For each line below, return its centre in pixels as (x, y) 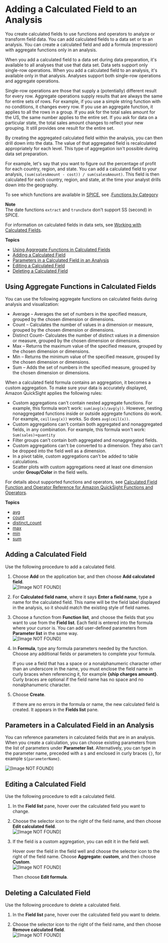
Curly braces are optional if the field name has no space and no (78, 679)
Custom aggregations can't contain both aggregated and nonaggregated (87, 424)
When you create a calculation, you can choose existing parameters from (80, 743)
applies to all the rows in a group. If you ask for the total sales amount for (80, 112)
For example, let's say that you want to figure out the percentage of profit (81, 163)
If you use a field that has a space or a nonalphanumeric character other (87, 663)
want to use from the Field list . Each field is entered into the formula (82, 622)
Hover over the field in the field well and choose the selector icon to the (86, 851)
